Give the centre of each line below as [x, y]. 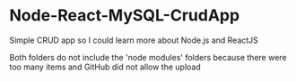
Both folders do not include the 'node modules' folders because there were [148, 57]
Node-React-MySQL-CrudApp [125, 16]
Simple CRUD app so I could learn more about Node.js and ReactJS [134, 40]
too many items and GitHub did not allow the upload [105, 67]
